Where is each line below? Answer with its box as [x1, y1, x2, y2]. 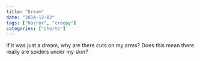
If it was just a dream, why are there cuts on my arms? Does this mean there [6, 42, 195, 49]
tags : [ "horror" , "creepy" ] [6, 20, 77, 26]
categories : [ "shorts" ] [6, 25, 66, 32]
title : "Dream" [6, 8, 44, 15]
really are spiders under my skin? [6, 48, 88, 56]
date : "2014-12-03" [6, 14, 55, 20]
